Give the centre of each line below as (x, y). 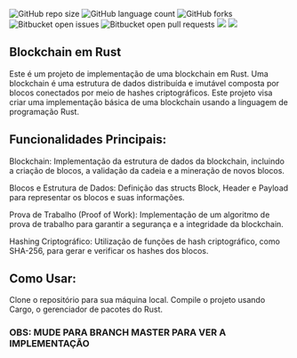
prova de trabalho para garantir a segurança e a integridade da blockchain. (147, 224)
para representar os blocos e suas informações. (97, 197)
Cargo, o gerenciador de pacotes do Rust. (86, 309)
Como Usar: (43, 279)
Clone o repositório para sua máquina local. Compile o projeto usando (137, 300)
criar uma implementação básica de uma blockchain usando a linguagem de (149, 102)
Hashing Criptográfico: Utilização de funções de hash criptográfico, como (144, 241)
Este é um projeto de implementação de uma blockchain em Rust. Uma (139, 73)
